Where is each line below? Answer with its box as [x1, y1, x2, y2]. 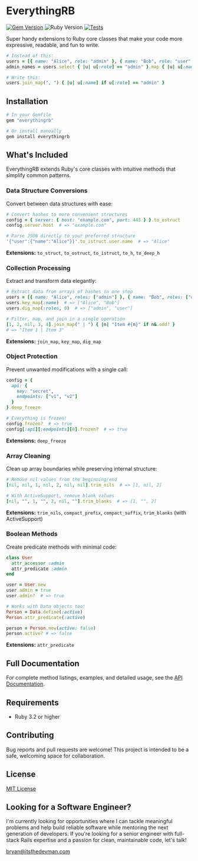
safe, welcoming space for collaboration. [6, 752, 105, 759]
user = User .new [6, 582, 46, 588]
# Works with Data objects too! [6, 604, 85, 609]
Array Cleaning [6, 452, 51, 460]
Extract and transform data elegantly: [6, 278, 97, 285]
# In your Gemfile [6, 112, 51, 118]
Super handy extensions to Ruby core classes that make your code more [6, 35, 183, 42]
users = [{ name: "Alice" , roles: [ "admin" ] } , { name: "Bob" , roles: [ [6, 294, 189, 301]
